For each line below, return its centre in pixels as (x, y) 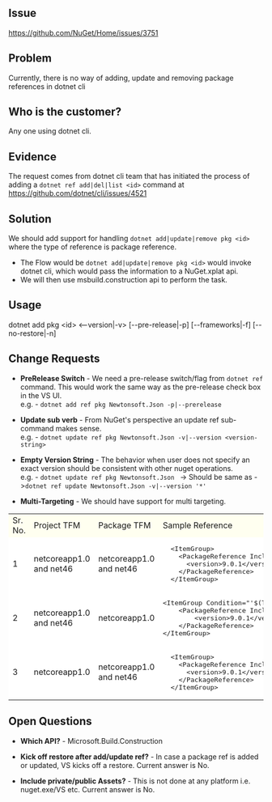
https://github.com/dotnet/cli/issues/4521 (78, 193)
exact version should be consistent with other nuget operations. (126, 468)
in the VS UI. (41, 395)
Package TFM (125, 525)
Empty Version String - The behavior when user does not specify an (135, 460)
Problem (30, 59)
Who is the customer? (65, 112)
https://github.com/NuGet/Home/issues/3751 (83, 32)
